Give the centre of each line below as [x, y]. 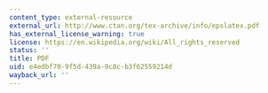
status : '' [29, 50]
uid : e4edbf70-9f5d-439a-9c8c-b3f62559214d [91, 67]
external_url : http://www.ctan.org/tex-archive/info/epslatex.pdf [134, 26]
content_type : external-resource [71, 17]
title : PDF [29, 58]
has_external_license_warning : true [77, 34]
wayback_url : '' [39, 75]
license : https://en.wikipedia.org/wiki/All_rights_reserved [125, 42]
